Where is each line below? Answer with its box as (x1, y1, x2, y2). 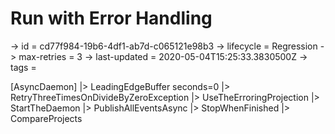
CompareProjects (10, 112, 83, 124)
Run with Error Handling (10, 7, 213, 30)
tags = (10, 61, 37, 73)
